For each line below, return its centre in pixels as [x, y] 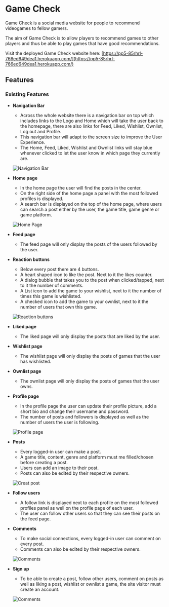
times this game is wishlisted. [51, 296]
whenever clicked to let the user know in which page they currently [90, 153]
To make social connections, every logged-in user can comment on [90, 538]
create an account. [40, 589]
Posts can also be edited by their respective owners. [75, 473]
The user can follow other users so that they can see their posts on [90, 513]
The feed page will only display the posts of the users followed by [89, 244]
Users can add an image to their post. [59, 468]
